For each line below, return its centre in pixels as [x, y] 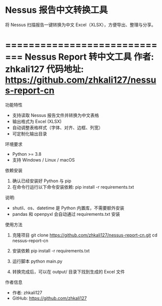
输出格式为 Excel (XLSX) [37, 121]
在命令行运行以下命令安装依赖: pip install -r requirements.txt [73, 187]
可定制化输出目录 [30, 134]
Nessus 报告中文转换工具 [57, 10]
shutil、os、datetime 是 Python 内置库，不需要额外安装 [68, 208]
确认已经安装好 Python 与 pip [42, 181]
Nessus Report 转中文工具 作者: [89, 57]
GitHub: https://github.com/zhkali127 [49, 298]
